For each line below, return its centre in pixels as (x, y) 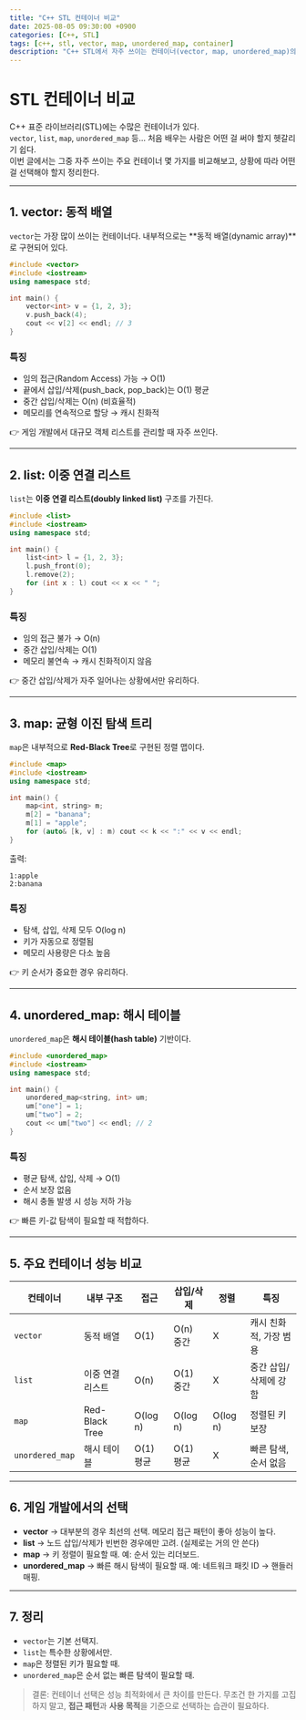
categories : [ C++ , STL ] (55, 35)
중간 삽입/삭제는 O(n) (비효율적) (79, 401)
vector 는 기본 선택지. (60, 1641)
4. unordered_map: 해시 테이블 (95, 1015)
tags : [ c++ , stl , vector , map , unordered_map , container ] (122, 43)
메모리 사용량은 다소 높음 (66, 953)
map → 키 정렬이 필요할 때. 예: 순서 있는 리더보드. (111, 1554)
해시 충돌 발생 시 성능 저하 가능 (77, 1201)
